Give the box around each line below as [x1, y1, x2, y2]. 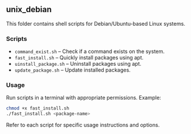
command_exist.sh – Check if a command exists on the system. [14, 48, 165, 55]
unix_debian [6, 5, 52, 15]
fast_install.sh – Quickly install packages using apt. [14, 54, 144, 61]
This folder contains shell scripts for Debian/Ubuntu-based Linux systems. [6, 20, 186, 27]
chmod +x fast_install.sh [6, 105, 69, 111]
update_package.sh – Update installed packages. [14, 66, 131, 73]
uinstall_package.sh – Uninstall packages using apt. [14, 61, 142, 68]
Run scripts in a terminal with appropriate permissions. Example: [6, 94, 161, 101]
